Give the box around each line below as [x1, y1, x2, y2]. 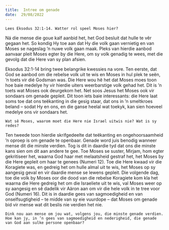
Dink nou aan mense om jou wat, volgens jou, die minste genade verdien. [5, 211, 164, 216]
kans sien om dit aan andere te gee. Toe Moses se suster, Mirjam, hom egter [5, 148, 164, 154]
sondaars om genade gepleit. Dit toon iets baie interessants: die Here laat [5, 93, 158, 99]
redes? [5, 123, 19, 128]
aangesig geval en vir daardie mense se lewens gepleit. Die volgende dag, [5, 169, 160, 176]
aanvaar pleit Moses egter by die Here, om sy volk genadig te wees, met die [5, 51, 163, 57]
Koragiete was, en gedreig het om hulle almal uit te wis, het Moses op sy [5, 164, 156, 170]
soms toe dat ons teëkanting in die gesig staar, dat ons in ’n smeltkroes [5, 98, 153, 104]
